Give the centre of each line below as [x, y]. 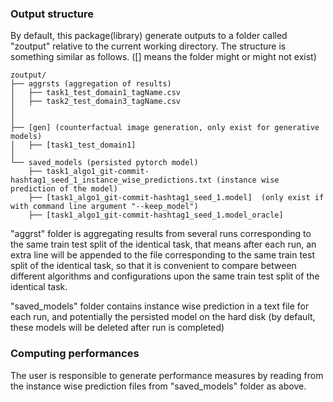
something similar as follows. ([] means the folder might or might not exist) [163, 57]
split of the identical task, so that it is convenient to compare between [153, 266]
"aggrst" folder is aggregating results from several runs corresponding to [161, 234]
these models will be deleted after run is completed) [117, 328]
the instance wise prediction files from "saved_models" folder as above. [158, 386]
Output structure [52, 14]
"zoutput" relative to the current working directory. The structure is [148, 46]
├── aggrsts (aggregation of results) [91, 84]
